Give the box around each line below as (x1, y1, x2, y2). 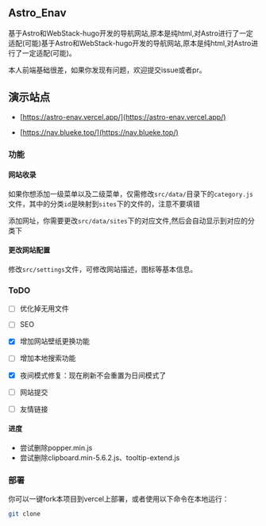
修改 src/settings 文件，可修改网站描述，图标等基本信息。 (8, 264, 197, 274)
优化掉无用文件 (19, 304, 69, 313)
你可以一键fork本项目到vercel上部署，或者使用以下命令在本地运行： (8, 494, 229, 504)
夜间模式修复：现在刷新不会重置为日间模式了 (19, 371, 167, 380)
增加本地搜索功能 (19, 353, 76, 363)
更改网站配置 (8, 245, 50, 255)
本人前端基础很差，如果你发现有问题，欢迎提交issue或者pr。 (8, 65, 206, 75)
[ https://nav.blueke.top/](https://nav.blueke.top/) (19, 127, 179, 137)
